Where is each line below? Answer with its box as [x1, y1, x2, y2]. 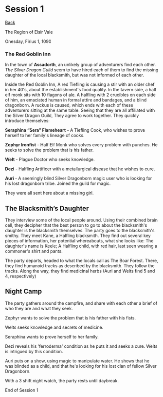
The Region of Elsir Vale [5, 29, 53, 35]
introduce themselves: [5, 118, 50, 124]
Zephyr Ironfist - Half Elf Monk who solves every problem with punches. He [5, 142, 158, 148]
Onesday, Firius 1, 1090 [5, 38, 52, 44]
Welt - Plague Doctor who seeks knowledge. [5, 157, 95, 162]
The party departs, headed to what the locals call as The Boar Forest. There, [5, 258, 158, 264]
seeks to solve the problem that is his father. [5, 147, 94, 153]
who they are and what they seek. [5, 305, 73, 311]
